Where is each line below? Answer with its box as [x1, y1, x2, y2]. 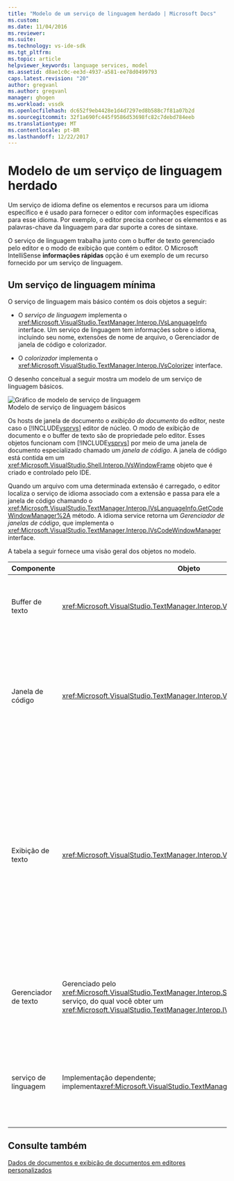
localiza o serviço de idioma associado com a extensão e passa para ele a [8, 489, 220, 498]
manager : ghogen [8, 95, 55, 102]
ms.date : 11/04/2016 [8, 23, 68, 30]
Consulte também [8, 1140, 87, 1152]
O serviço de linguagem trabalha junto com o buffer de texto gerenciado [8, 237, 215, 245]
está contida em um [8, 454, 65, 461]
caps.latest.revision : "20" [8, 74, 90, 82]
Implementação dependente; [62, 1073, 156, 1082]
